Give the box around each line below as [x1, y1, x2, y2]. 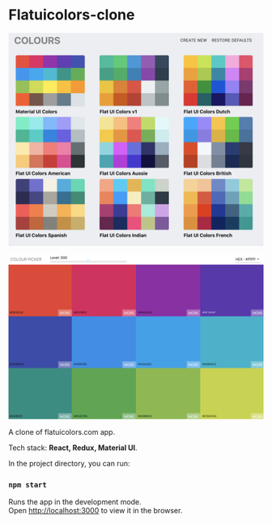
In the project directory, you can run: [8, 459, 130, 469]
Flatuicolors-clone [8, 6, 135, 24]
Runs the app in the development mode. [8, 497, 142, 507]
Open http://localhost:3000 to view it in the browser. [8, 506, 183, 516]
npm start [8, 480, 47, 490]
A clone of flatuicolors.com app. [8, 427, 116, 437]
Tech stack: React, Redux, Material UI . [8, 443, 138, 453]
